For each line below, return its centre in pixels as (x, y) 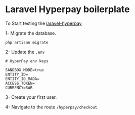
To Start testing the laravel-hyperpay (43, 23)
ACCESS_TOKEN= (20, 83)
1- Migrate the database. (31, 33)
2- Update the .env (25, 52)
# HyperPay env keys (27, 61)
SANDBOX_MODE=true (25, 70)
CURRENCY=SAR (19, 88)
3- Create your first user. (31, 97)
